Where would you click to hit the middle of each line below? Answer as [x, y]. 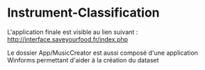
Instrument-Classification [83, 13]
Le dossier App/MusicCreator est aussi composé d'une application [102, 53]
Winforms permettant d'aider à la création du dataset [83, 60]
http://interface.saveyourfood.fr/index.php [68, 39]
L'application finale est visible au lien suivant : [73, 32]
